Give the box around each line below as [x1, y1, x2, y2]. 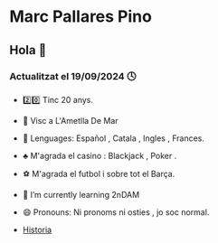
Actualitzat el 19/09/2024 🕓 [9, 70, 137, 82]
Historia [22, 224, 52, 235]
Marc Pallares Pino [9, 6, 152, 27]
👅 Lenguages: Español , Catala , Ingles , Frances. [22, 133, 205, 144]
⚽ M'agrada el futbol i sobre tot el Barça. [22, 168, 175, 179]
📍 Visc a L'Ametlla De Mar [22, 115, 119, 126]
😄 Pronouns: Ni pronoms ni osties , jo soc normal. [22, 206, 210, 218]
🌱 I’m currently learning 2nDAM [22, 189, 140, 200]
